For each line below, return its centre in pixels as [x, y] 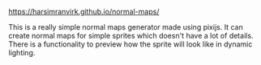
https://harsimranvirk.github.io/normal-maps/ [84, 12]
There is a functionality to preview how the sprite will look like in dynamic [130, 44]
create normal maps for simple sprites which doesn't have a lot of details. [131, 36]
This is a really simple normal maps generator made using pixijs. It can [126, 27]
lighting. [22, 53]
